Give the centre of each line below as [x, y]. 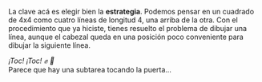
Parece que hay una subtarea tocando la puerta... [90, 70]
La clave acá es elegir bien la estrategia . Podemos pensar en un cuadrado [131, 12]
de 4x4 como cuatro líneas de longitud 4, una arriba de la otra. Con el [123, 20]
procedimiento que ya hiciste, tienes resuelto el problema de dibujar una [127, 28]
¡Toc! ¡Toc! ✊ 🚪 [31, 61]
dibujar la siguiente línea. [49, 45]
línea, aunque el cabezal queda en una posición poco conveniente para [126, 37]
